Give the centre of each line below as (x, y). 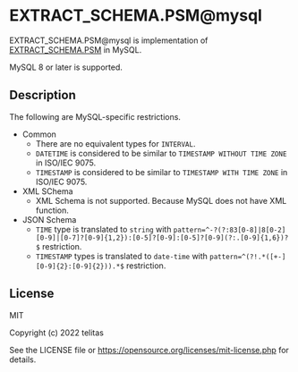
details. (23, 359)
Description (43, 95)
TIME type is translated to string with (103, 229)
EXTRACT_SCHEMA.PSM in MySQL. (76, 49)
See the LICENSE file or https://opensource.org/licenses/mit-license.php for (149, 350)
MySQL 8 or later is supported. (66, 67)
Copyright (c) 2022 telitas (57, 333)
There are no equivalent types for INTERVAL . (115, 143)
